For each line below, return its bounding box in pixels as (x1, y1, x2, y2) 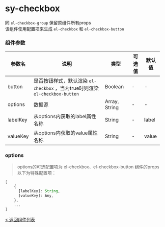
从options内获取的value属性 (33, 129, 98, 136)
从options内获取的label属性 (33, 113, 97, 120)
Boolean (105, 83, 124, 90)
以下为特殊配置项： (17, 170, 56, 176)
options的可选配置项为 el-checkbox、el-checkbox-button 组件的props (17, 164, 160, 170)
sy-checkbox (5, 3, 60, 14)
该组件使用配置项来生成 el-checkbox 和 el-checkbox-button (5, 25, 124, 32)
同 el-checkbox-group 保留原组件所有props (5, 20, 91, 25)
